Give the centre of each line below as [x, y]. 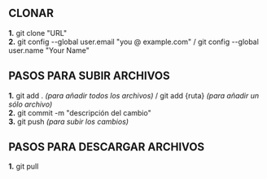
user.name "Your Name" [49, 50]
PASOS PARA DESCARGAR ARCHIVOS [107, 147]
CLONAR [31, 13]
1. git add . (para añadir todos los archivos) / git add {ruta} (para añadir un [134, 95]
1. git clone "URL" [38, 33]
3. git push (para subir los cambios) [68, 121]
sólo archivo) [31, 104]
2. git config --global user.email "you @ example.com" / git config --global [133, 41]
